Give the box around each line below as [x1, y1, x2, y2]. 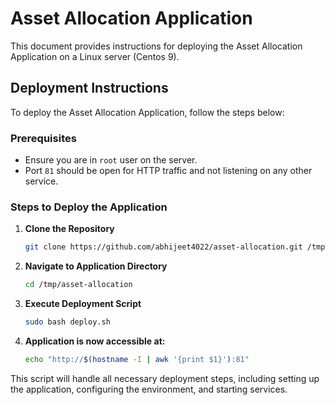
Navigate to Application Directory [24, 260, 168, 272]
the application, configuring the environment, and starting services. [10, 383, 288, 395]
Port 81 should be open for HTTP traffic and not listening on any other [24, 165, 313, 177]
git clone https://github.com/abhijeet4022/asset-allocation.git [24, 242, 303, 252]
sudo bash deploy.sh [24, 317, 111, 327]
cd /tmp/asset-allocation [24, 280, 133, 290]
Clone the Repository [24, 223, 115, 235]
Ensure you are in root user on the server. [24, 154, 198, 166]
